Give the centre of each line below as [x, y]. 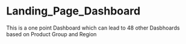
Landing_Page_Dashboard [73, 11]
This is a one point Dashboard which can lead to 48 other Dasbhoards [93, 28]
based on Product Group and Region [51, 34]
